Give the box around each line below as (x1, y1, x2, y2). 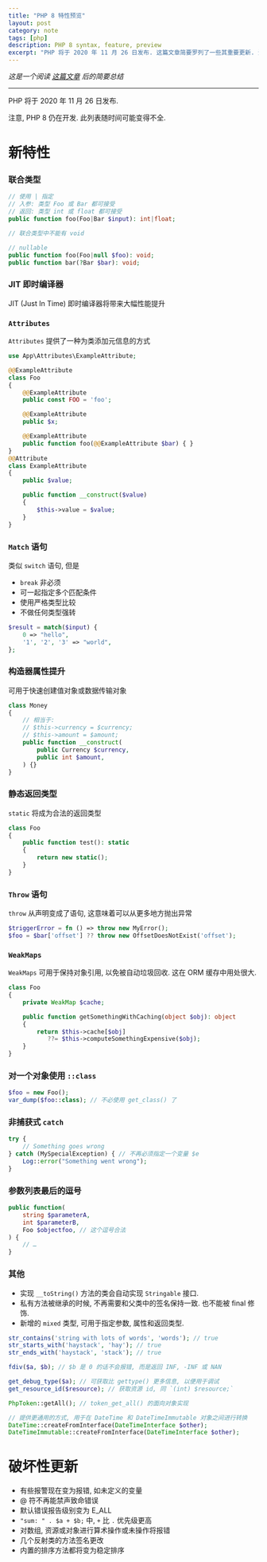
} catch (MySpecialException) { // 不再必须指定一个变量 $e (8, 1150, 199, 1158)
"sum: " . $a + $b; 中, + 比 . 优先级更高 (19, 1516, 153, 1525)
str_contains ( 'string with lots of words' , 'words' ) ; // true (8, 1334, 219, 1342)
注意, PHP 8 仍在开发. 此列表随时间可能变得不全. (8, 113, 166, 122)
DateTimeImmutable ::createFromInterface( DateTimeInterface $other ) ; (8, 1428, 240, 1437)
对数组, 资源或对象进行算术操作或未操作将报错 (19, 1525, 171, 1535)
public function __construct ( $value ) (22, 491, 148, 499)
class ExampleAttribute (8, 461, 87, 470)
